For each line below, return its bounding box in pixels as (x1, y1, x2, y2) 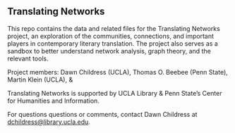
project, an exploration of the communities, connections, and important (7, 32, 214, 40)
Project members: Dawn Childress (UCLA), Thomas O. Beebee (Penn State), (7, 68, 228, 76)
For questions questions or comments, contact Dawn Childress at (7, 110, 198, 118)
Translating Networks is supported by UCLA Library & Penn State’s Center (7, 89, 222, 97)
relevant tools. (7, 54, 49, 63)
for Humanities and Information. (7, 96, 100, 105)
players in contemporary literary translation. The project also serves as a (7, 39, 219, 48)
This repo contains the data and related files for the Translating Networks (7, 24, 220, 32)
